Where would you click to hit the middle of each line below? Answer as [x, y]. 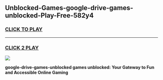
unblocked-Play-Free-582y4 [49, 16]
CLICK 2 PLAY [22, 48]
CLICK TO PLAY [24, 30]
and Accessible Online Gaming [37, 72]
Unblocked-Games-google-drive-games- [69, 8]
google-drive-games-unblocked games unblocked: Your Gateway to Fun [80, 67]
